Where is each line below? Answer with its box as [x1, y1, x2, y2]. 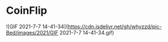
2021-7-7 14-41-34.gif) [59, 29, 114, 36]
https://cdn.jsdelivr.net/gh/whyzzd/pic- [68, 23, 162, 30]
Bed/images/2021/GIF [6, 29, 58, 36]
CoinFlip [6, 4, 48, 17]
